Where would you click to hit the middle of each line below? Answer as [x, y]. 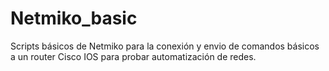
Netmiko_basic [74, 18]
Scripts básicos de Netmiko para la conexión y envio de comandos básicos [165, 46]
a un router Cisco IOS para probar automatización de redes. [133, 56]
